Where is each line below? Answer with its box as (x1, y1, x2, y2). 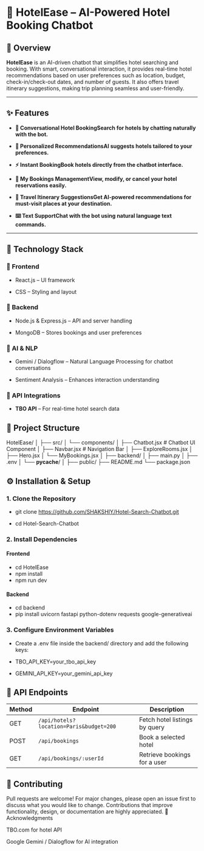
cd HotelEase (15, 564, 49, 571)
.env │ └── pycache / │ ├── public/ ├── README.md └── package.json (6, 458, 191, 466)
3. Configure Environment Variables (6, 626, 114, 634)
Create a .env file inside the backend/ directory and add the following (15, 639, 189, 647)
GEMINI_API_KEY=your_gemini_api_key (15, 670, 113, 677)
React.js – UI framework (15, 276, 75, 284)
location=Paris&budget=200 (38, 723, 117, 730)
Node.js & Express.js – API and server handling (15, 317, 132, 324)
